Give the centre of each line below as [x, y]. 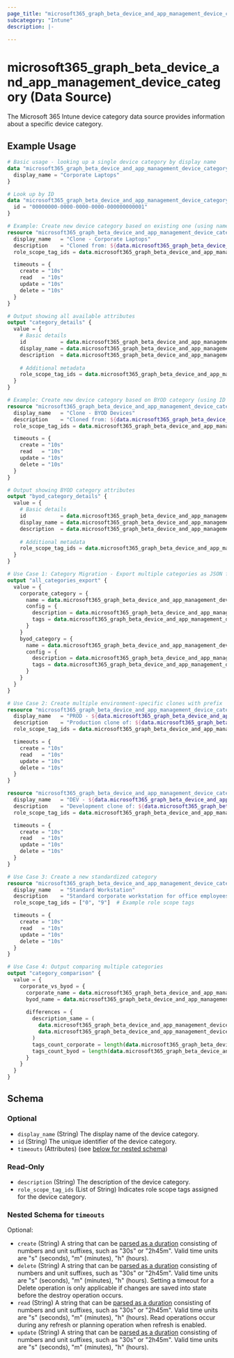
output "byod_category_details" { [57, 497]
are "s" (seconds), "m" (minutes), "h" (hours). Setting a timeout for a [116, 1281]
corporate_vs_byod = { [53, 986]
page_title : [24, 14]
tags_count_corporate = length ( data [85, 1044]
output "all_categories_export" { [57, 580]
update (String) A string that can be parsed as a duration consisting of [117, 1332]
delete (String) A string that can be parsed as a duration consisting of [117, 1266]
